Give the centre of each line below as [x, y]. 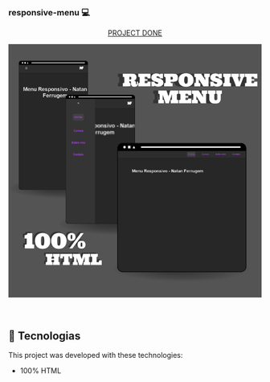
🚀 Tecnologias [45, 336]
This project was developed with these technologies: [96, 355]
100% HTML [41, 371]
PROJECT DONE [135, 33]
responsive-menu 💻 [49, 12]
